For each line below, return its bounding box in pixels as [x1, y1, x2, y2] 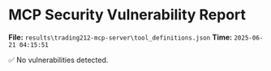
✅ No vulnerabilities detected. [8, 55, 109, 65]
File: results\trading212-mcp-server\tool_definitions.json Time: [8, 32, 233, 42]
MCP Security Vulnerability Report [8, 6, 246, 24]
